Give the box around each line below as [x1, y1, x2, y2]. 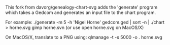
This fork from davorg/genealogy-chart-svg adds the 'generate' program [5, 4, 158, 10]
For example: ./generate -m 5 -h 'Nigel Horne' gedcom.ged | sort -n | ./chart [5, 19, 165, 25]
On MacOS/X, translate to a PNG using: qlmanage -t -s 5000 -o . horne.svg [5, 34, 162, 40]
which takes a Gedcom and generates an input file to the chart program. [5, 9, 156, 15]
